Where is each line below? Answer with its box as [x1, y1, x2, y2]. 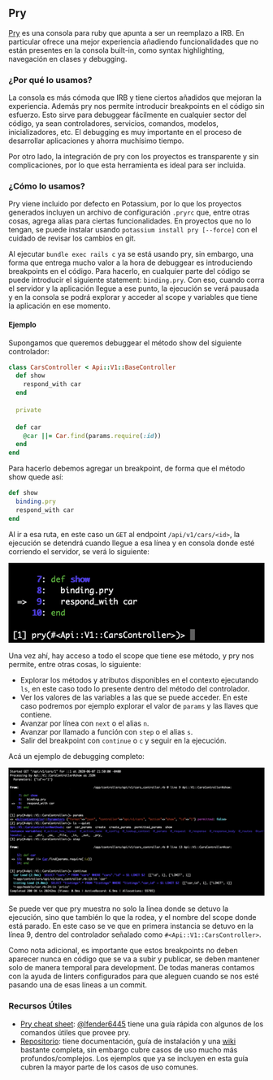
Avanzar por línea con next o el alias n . [19, 718, 149, 728]
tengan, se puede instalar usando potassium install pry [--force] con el [8, 225, 258, 235]
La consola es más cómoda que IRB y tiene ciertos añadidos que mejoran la [8, 93, 262, 102]
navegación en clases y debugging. [8, 54, 128, 63]
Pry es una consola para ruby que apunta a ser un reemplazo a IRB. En [8, 28, 245, 37]
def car [15, 423, 42, 432]
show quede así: [8, 472, 63, 482]
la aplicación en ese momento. [8, 301, 111, 311]
